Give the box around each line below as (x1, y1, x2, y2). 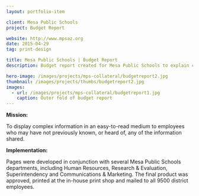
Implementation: (6, 147, 48, 154)
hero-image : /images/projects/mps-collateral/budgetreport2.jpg (6, 73, 168, 79)
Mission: (6, 112, 28, 119)
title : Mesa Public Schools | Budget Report (6, 57, 118, 63)
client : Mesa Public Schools (6, 19, 78, 25)
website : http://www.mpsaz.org (6, 35, 84, 41)
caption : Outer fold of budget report (17, 95, 113, 101)
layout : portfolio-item (6, 8, 65, 15)
